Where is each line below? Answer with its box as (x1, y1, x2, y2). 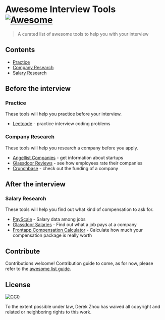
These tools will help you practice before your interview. (5, 111, 122, 117)
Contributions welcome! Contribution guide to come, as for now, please (5, 260, 153, 266)
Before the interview (5, 84, 71, 93)
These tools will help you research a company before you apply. (5, 145, 138, 151)
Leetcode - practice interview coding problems (12, 121, 111, 127)
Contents (5, 45, 35, 54)
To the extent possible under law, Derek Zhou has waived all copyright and (5, 304, 160, 310)
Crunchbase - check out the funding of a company (12, 165, 119, 171)
